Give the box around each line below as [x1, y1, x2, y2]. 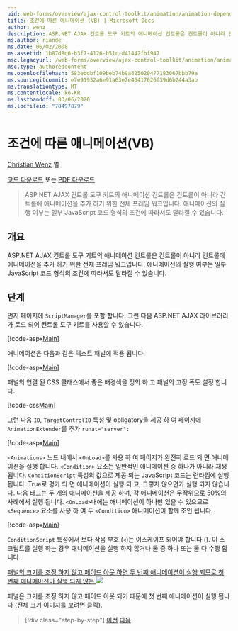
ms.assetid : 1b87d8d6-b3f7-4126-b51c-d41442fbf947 [7, 50, 160, 57]
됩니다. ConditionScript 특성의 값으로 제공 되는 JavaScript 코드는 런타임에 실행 [7, 471, 229, 479]
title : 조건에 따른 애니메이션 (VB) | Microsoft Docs [7, 17, 154, 24]
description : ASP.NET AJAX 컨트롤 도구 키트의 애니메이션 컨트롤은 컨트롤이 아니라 [7, 30, 225, 38]
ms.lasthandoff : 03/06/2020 [7, 96, 91, 104]
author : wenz [7, 23, 46, 30]
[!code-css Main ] [7, 401, 56, 410]
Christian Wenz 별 [7, 160, 59, 169]
